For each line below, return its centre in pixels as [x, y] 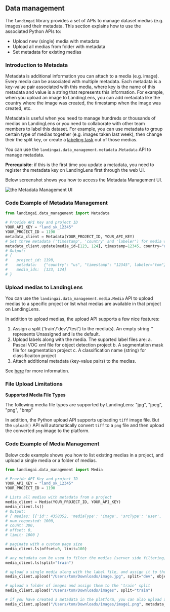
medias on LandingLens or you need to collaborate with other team [75, 124]
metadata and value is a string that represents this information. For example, [85, 92]
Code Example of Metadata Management [56, 203]
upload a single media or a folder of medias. [51, 460]
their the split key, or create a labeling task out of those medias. [71, 140]
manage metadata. [25, 155]
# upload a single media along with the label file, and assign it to [81, 572]
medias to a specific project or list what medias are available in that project [83, 304]
